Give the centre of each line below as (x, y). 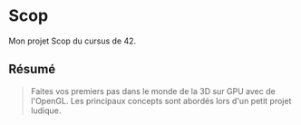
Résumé (32, 69)
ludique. (46, 111)
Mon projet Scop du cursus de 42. (73, 41)
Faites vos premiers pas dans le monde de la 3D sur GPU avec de (153, 91)
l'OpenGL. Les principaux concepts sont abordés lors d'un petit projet (161, 101)
